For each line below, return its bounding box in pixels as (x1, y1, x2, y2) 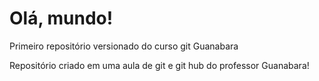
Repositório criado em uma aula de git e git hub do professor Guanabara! (9, 59, 310, 71)
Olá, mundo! (9, 7, 114, 30)
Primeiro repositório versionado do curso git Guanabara (9, 40, 239, 52)
